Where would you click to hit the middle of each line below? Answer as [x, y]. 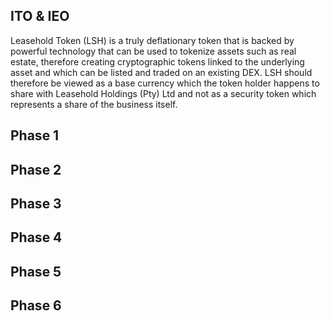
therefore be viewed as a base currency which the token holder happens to [165, 83]
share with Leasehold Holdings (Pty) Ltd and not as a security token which [163, 93]
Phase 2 [36, 169]
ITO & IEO [40, 16]
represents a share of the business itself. [94, 104]
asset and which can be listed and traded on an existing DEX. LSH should [161, 72]
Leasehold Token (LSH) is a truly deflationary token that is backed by [152, 40]
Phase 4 [36, 237]
